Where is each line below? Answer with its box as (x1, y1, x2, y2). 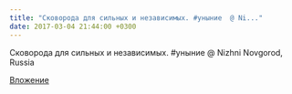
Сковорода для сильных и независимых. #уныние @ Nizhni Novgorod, (9, 47, 283, 57)
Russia (9, 57, 35, 68)
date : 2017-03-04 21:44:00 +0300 (9, 22, 137, 31)
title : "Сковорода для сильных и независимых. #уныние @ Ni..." (9, 13, 263, 23)
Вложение (9, 74, 50, 85)
